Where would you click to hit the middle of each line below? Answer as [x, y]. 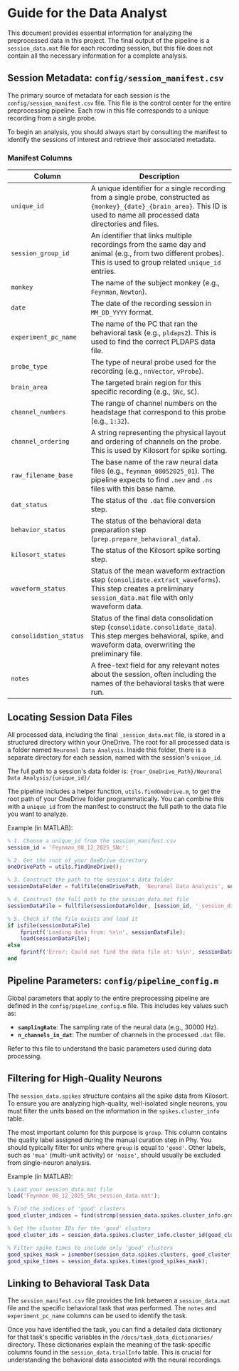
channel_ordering [40, 442]
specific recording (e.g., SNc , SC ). [145, 392]
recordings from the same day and [148, 245]
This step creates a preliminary [142, 588]
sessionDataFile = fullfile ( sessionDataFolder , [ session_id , [100, 906]
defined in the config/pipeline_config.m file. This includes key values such [118, 1005]
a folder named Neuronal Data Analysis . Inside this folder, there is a [107, 750]
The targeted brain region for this [146, 383]
